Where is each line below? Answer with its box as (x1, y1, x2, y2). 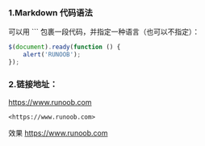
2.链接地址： (8, 78, 58, 90)
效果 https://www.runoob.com (8, 128, 108, 138)
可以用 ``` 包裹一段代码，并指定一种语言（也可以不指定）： (8, 27, 200, 37)
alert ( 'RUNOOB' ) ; (23, 51, 82, 59)
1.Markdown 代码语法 (8, 6, 93, 18)
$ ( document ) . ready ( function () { (8, 43, 121, 52)
